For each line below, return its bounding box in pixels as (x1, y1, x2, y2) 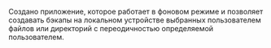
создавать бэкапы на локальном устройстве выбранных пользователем (8, 15, 262, 25)
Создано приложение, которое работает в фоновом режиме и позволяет (8, 7, 264, 16)
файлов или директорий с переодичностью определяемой (8, 24, 214, 33)
